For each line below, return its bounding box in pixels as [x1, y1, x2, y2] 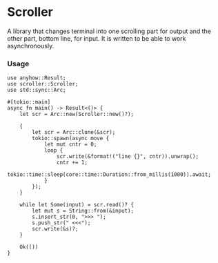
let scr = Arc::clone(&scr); [32, 129, 116, 136]
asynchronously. [7, 41, 54, 50]
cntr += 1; [56, 159, 88, 166]
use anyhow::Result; [7, 75, 67, 81]
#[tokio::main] [7, 99, 51, 106]
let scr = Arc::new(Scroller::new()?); [19, 111, 135, 118]
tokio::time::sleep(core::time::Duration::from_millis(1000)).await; [7, 171, 212, 178]
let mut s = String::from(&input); [32, 208, 135, 215]
